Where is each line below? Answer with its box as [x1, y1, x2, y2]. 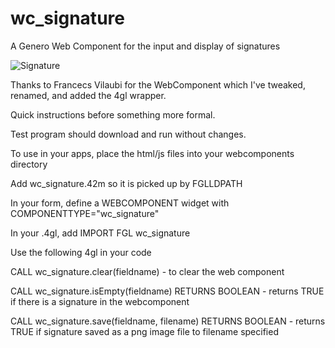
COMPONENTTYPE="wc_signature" [10, 207, 160, 219]
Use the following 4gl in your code [10, 246, 152, 258]
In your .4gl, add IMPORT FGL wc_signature [10, 227, 191, 239]
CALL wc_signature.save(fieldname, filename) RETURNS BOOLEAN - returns [10, 315, 326, 327]
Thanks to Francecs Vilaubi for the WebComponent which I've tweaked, [10, 78, 306, 91]
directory [10, 158, 48, 170]
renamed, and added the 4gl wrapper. [10, 89, 167, 101]
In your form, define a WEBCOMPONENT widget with [10, 197, 230, 209]
